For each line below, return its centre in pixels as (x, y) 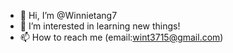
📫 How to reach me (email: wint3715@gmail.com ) (121, 37)
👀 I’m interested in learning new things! (100, 26)
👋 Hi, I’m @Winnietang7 (68, 15)
